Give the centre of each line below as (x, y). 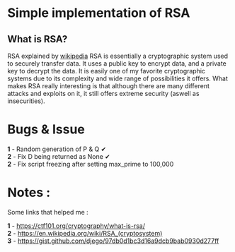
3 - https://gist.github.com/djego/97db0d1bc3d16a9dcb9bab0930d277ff (113, 241)
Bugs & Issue (46, 130)
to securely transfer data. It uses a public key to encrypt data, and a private (117, 64)
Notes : (29, 193)
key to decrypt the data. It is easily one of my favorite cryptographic (107, 71)
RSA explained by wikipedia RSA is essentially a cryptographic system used (118, 56)
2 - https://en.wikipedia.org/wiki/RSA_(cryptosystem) (85, 233)
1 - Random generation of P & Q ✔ (57, 149)
